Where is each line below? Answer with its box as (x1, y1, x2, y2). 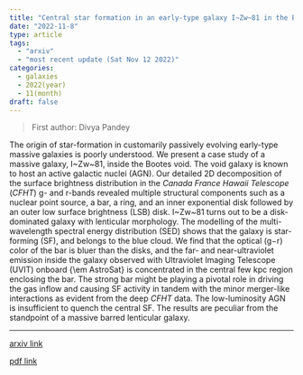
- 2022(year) (17, 80, 67, 89)
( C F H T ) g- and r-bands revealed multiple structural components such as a (9, 187, 286, 199)
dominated (9, 216, 50, 227)
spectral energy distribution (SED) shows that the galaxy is (54, 226, 272, 237)
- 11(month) (17, 89, 63, 98)
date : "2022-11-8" (9, 22, 78, 31)
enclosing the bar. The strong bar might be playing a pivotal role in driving (9, 274, 284, 285)
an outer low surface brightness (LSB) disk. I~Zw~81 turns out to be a (9, 207, 269, 218)
